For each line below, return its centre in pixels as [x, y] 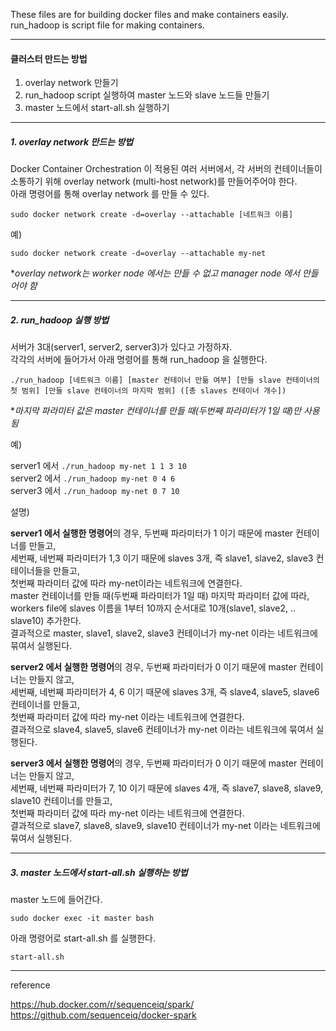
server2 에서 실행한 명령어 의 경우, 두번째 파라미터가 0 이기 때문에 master [153, 667]
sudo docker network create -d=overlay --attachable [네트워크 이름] [152, 215]
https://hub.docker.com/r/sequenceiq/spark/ [102, 1005]
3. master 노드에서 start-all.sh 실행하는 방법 [99, 872]
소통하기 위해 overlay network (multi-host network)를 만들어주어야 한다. [154, 181]
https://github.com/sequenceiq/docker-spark [103, 1015]
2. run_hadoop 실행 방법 [60, 320]
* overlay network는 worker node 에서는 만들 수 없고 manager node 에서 [155, 273]
